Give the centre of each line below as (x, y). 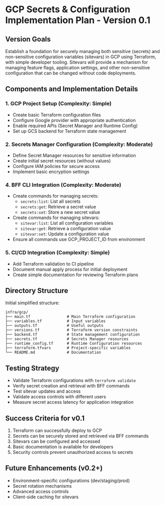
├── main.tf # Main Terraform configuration (71, 317)
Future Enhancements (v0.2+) (54, 468)
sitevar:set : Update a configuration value (65, 234)
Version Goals (28, 39)
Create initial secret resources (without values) (62, 161)
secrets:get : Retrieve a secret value (58, 207)
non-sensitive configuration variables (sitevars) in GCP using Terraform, (81, 57)
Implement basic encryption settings (51, 172)
